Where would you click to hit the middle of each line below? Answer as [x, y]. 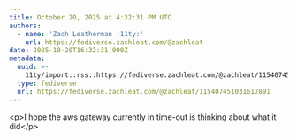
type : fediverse [47, 83]
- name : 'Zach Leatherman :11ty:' [80, 34]
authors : [25, 26]
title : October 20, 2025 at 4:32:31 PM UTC [91, 17]
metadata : [27, 58]
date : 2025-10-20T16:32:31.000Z [69, 51]
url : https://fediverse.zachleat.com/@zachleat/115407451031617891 [144, 91]
